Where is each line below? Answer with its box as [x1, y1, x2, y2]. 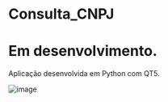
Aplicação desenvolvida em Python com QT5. [8, 69, 160, 79]
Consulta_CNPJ [8, 5, 115, 23]
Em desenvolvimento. [8, 42, 157, 61]
